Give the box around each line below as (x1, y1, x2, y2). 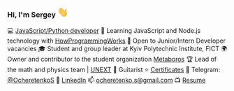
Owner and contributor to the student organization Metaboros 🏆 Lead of (7, 55, 217, 63)
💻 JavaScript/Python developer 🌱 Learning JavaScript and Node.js (7, 26, 201, 34)
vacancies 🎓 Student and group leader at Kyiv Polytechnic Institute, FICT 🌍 (7, 44, 228, 52)
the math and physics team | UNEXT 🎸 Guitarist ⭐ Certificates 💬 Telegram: (7, 65, 221, 73)
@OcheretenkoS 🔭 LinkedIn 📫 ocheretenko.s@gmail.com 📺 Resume (7, 76, 206, 84)
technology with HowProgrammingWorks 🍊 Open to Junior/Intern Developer (7, 36, 226, 45)
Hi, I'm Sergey (7, 10, 56, 20)
